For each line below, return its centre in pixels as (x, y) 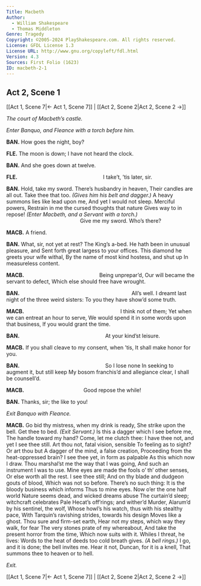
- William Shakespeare (40, 23)
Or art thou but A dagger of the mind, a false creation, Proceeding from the (99, 451)
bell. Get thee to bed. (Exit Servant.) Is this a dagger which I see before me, (100, 432)
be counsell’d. (23, 378)
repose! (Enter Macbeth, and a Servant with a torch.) (72, 214)
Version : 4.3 (23, 57)
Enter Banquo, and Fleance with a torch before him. (70, 130)
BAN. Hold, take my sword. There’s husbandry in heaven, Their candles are (100, 189)
